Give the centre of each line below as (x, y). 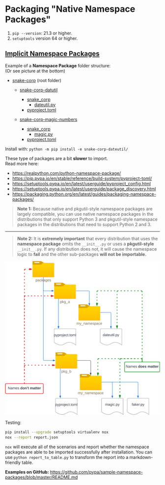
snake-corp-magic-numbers (48, 119)
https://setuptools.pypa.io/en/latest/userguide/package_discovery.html (84, 189)
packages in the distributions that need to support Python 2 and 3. (84, 224)
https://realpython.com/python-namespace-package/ (67, 173)
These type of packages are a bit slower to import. (56, 158)
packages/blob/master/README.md (41, 477)
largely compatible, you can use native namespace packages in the (85, 214)
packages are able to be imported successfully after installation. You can (79, 452)
